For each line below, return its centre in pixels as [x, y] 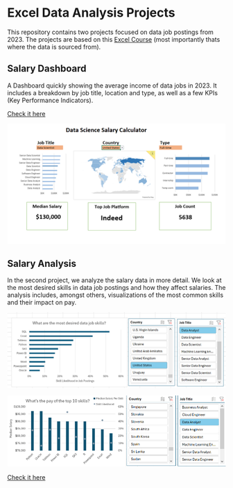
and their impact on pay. [42, 302]
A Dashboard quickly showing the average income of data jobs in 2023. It [112, 86]
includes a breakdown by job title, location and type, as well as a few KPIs [113, 92]
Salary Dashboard [47, 68]
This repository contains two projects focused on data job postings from [110, 32]
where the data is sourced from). [54, 47]
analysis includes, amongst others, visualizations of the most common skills [115, 295]
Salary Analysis [42, 263]
